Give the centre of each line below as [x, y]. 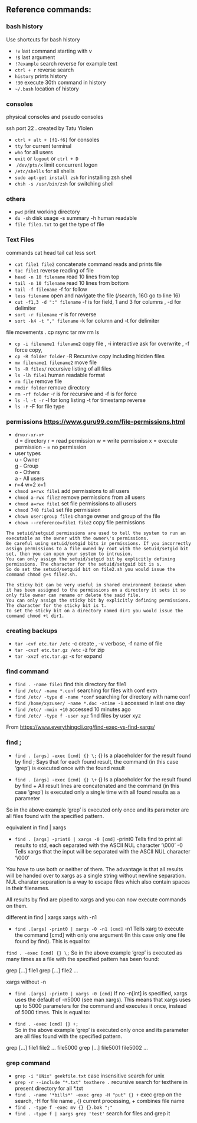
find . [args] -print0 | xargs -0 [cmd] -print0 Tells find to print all [98, 839]
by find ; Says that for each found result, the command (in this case [96, 761]
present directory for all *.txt [49, 1088]
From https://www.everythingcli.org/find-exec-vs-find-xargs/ [81, 727]
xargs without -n [26, 982]
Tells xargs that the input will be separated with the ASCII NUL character [102, 851]
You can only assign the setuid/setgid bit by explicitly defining [91, 559]
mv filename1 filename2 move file [56, 362]
